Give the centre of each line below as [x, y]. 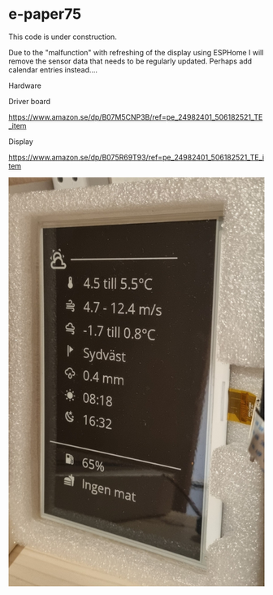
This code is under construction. [63, 37]
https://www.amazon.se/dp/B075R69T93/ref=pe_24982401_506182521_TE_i [136, 157]
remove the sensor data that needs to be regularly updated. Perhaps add [130, 61]
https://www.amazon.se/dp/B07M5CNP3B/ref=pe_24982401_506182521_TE [136, 117]
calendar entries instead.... [53, 69]
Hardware [25, 85]
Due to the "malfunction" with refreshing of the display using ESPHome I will [136, 52]
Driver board [30, 101]
